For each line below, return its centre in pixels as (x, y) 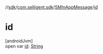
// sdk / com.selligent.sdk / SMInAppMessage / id (51, 7)
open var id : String (24, 46)
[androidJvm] (19, 41)
